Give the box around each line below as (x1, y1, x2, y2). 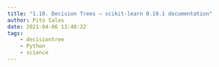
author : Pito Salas (7, 17, 65, 24)
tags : (7, 29, 23, 37)
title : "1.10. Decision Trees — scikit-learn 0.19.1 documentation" (7, 10, 213, 17)
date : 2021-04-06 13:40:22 (7, 23, 87, 30)
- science (20, 50, 49, 57)
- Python (20, 43, 46, 50)
